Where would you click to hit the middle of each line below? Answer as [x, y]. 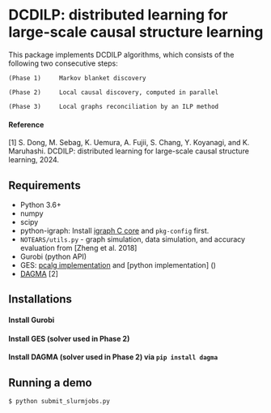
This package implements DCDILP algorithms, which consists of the [121, 54]
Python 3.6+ [41, 204]
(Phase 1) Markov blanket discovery [78, 78]
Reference [26, 124]
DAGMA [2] [39, 273]
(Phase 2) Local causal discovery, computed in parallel [114, 92]
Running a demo [50, 383]
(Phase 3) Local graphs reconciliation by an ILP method [114, 106]
